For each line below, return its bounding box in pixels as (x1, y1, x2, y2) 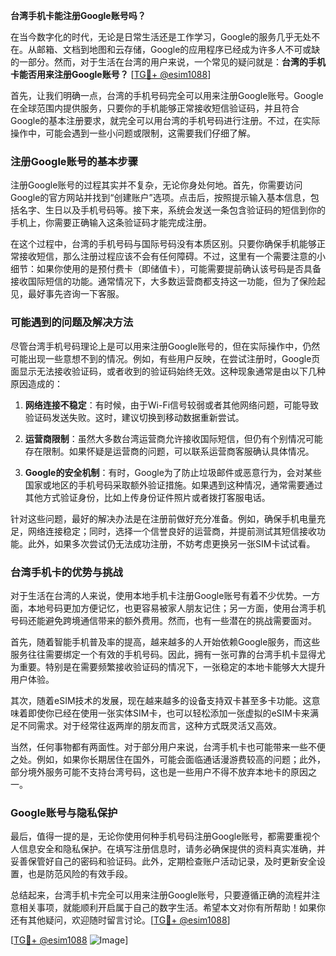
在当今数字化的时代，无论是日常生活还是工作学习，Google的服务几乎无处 (10, 31, 312, 43)
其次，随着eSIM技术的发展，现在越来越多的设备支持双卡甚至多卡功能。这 (10, 694, 312, 706)
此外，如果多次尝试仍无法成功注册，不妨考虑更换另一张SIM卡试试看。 (27, 537, 316, 549)
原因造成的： (10, 377, 63, 389)
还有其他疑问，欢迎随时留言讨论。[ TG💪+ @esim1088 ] (10, 914, 231, 926)
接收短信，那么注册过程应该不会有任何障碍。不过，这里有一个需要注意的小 (18, 250, 326, 263)
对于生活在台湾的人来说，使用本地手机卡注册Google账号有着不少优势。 (10, 589, 303, 601)
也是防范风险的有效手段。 (27, 868, 133, 880)
